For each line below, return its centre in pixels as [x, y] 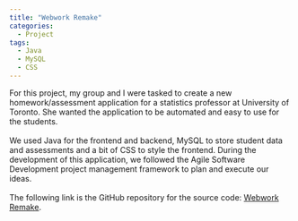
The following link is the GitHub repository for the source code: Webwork [145, 197]
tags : [19, 42]
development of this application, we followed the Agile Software [127, 159]
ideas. [21, 178]
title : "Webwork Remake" [56, 17]
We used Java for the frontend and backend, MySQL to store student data [146, 140]
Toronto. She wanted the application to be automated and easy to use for [145, 112]
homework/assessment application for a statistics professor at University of [149, 102]
